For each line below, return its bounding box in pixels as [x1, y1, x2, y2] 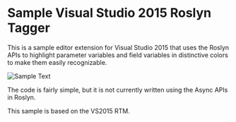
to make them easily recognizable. [7, 58, 107, 66]
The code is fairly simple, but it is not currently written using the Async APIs [7, 85, 228, 94]
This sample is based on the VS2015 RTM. [7, 106, 131, 115]
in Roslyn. [7, 93, 36, 102]
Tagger [7, 20, 51, 36]
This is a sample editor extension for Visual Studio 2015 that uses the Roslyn [7, 43, 230, 51]
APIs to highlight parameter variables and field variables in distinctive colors [7, 51, 228, 59]
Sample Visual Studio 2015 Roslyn [7, 5, 212, 21]
